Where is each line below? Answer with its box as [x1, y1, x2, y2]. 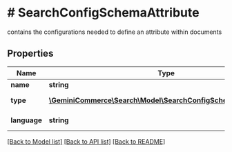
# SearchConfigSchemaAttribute [7, 5, 200, 21]
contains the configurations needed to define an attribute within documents [7, 28, 222, 36]
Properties [7, 48, 54, 59]
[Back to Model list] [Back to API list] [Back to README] [7, 137, 166, 146]
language [10, 115, 43, 125]
